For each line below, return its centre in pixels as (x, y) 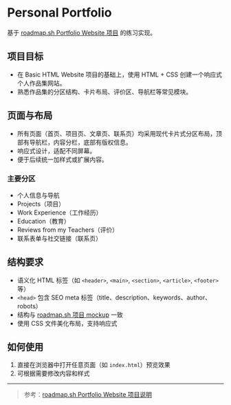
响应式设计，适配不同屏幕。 (56, 150)
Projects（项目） (41, 204)
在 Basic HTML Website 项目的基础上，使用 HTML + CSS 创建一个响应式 (119, 75)
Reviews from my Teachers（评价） (68, 230)
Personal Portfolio (59, 13)
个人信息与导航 (38, 195)
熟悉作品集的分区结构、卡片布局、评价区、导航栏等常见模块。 (104, 92)
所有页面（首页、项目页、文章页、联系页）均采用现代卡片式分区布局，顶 (119, 133)
